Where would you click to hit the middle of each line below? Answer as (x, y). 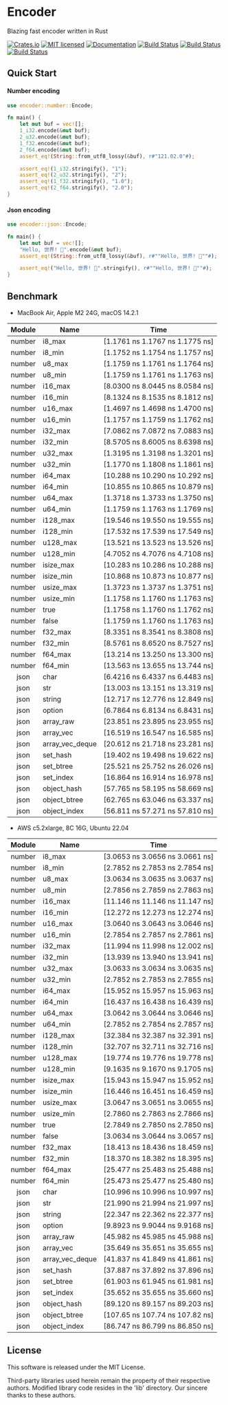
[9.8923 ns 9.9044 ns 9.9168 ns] (159, 1225)
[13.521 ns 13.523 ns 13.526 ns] (159, 543)
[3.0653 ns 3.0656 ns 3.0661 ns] (159, 857)
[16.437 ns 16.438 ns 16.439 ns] (159, 1002)
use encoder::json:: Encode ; (47, 224)
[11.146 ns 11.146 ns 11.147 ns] (159, 901)
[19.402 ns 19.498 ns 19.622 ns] (159, 755)
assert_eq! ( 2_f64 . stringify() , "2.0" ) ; (77, 188)
